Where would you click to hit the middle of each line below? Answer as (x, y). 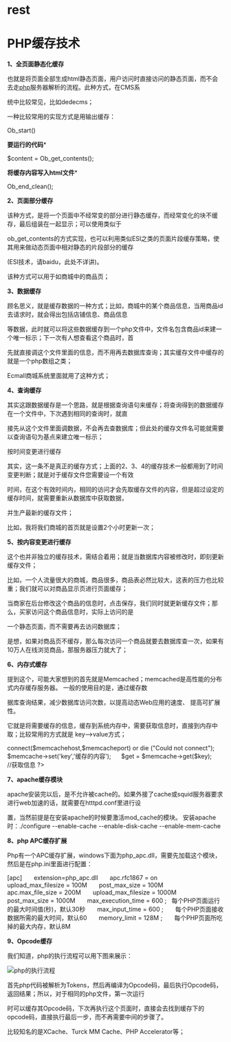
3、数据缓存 (24, 291)
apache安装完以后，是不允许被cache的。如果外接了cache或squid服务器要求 (115, 794)
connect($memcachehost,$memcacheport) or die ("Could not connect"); (111, 748)
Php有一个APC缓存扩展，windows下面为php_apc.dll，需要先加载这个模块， (114, 855)
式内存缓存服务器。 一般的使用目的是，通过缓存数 (77, 688)
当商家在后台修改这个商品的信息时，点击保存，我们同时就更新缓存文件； (109, 603)
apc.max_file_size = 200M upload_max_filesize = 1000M (92, 892)
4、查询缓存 (24, 390)
